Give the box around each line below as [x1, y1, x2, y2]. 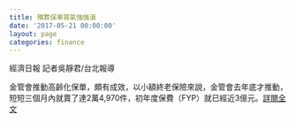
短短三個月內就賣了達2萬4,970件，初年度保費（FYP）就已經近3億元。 [9, 93, 263, 103]
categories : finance [9, 37, 86, 47]
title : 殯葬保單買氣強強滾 [9, 12, 97, 22]
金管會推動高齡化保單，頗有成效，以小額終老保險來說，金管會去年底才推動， [9, 81, 288, 93]
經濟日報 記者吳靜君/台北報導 [9, 63, 115, 73]
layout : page [9, 29, 57, 38]
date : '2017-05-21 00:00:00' [9, 21, 117, 30]
